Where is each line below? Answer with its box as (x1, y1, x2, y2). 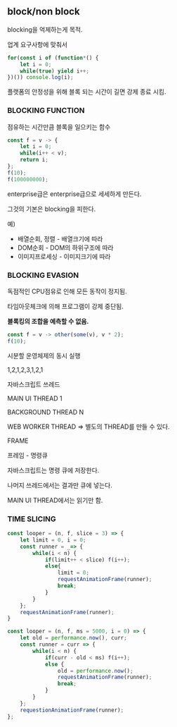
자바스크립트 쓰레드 (7, 380, 60, 389)
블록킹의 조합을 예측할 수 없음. (7, 317, 89, 326)
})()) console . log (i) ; (7, 74, 74, 81)
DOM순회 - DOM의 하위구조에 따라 (17, 243, 114, 252)
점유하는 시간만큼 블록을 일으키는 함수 (7, 123, 111, 131)
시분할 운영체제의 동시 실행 (7, 351, 81, 360)
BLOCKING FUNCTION (7, 106, 86, 116)
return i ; (20, 157, 49, 164)
